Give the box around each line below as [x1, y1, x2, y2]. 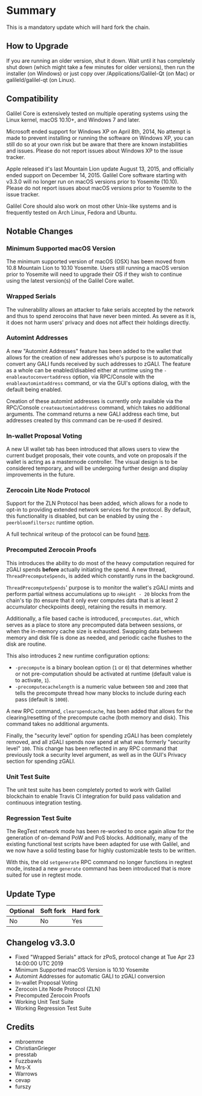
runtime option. [56, 519, 95, 526]
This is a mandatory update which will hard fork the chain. [6, 23, 151, 31]
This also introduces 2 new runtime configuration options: [6, 652, 150, 659]
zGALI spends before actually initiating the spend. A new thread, [6, 566, 167, 573]
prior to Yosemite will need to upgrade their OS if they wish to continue [6, 271, 182, 278]
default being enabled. [6, 386, 62, 393]
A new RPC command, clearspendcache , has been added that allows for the [6, 707, 193, 715]
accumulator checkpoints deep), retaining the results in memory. [6, 603, 167, 610]
